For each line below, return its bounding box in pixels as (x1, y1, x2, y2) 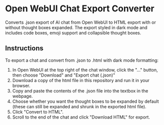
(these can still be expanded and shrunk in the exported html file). (12, 103, 147, 109)
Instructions (5, 44, 43, 52)
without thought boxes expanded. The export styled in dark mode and (5, 24, 148, 30)
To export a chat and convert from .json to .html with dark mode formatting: (5, 57, 159, 63)
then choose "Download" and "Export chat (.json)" (12, 72, 115, 78)
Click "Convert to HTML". (12, 109, 64, 115)
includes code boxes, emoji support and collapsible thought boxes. (5, 30, 142, 36)
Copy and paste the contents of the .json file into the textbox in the (12, 87, 148, 94)
